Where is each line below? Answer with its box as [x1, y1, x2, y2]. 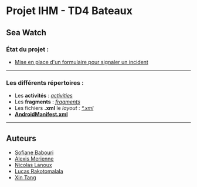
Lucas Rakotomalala [14, 168, 63, 175]
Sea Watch [6, 28, 47, 38]
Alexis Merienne [14, 155, 54, 162]
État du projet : [6, 45, 49, 54]
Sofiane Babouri [14, 149, 54, 156]
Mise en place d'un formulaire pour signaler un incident [14, 58, 148, 65]
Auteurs [6, 133, 37, 143]
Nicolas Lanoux [14, 161, 53, 168]
